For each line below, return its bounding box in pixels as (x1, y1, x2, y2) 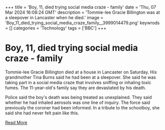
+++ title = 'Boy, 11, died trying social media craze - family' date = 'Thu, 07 (5, 4, 156, 10)
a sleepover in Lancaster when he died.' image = (5, 15, 104, 20)
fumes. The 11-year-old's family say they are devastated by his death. (5, 85, 146, 91)
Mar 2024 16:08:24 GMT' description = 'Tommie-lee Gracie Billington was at (5, 9, 160, 15)
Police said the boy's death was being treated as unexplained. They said (5, 94, 152, 100)
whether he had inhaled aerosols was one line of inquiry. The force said (5, 99, 150, 105)
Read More (5, 119, 28, 125)
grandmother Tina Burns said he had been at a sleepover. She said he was (5, 74, 156, 80)
